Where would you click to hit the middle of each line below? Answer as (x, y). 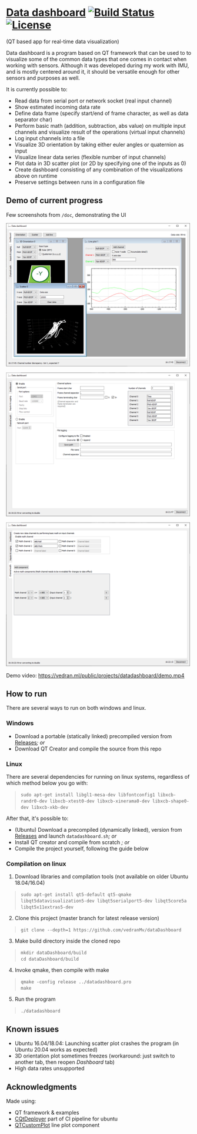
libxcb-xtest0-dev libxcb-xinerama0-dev (100, 801)
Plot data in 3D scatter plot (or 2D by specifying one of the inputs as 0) (100, 163)
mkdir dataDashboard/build (54, 953)
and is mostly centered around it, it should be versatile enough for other (93, 71)
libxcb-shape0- (171, 801)
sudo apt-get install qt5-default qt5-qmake (76, 895)
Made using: (21, 1101)
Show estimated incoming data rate (58, 107)
